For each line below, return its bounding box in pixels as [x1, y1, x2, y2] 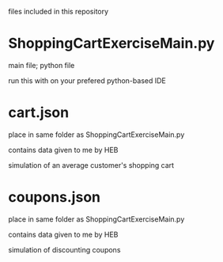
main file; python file [8, 60, 75, 70]
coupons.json [8, 188, 101, 207]
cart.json [8, 104, 70, 122]
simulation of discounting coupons [8, 245, 121, 254]
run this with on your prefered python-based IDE [8, 75, 166, 85]
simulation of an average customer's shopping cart [8, 160, 175, 169]
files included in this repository [8, 7, 109, 16]
